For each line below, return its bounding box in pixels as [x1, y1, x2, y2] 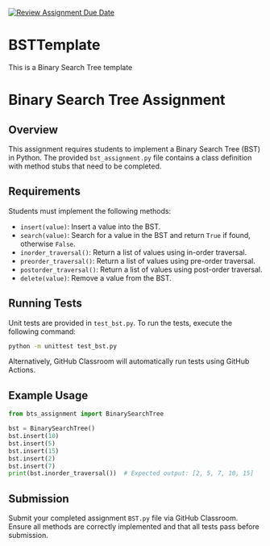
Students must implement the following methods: [8, 206, 172, 215]
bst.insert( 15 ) [8, 447, 60, 455]
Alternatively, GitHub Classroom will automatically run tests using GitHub [8, 356, 250, 366]
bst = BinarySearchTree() [8, 424, 95, 433]
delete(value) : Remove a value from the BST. [19, 273, 172, 282]
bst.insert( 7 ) [8, 462, 56, 470]
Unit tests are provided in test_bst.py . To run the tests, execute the [8, 318, 232, 327]
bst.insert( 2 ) [8, 454, 56, 463]
